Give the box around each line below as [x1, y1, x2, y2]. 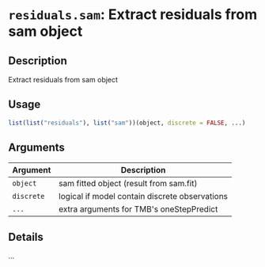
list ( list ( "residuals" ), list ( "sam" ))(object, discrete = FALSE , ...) [8, 119, 246, 127]
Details [8, 230, 44, 243]
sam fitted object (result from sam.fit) [59, 177, 198, 189]
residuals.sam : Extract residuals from [8, 6, 258, 24]
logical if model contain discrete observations [59, 190, 228, 201]
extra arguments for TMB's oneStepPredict [59, 204, 218, 215]
